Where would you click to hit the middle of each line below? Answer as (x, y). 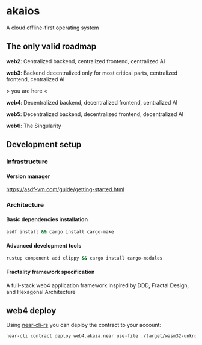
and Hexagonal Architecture (41, 292)
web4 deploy (31, 310)
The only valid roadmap (51, 47)
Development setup (44, 145)
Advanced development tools (44, 245)
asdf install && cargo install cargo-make (60, 232)
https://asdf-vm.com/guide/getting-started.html (66, 189)
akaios (23, 11)
